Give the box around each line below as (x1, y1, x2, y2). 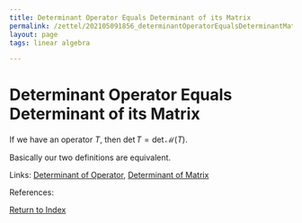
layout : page (9, 30, 58, 39)
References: (9, 187, 54, 198)
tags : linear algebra (9, 38, 91, 48)
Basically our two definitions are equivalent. (9, 152, 172, 163)
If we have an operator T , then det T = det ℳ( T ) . (9, 134, 188, 145)
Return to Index (9, 204, 67, 216)
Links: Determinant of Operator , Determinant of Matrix (9, 170, 209, 181)
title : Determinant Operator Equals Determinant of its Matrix (9, 13, 252, 22)
